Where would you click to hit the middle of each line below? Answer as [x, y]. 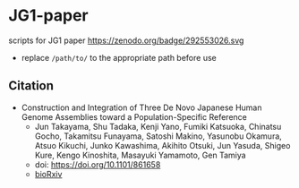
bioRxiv [48, 174]
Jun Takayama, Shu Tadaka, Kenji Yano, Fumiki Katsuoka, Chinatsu [158, 126]
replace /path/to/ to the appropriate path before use [119, 57]
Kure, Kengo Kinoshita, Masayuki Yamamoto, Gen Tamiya [141, 155]
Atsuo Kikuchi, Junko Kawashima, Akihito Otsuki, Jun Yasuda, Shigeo [162, 145]
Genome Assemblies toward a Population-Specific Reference [134, 116]
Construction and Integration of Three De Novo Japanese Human [141, 107]
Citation [31, 86]
